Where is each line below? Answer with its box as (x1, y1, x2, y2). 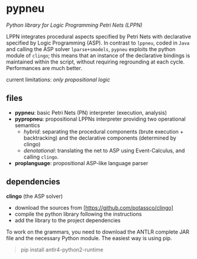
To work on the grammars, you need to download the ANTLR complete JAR (6, 228, 189, 235)
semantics (14, 121, 40, 129)
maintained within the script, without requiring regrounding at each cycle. (6, 58, 185, 65)
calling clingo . (23, 153, 59, 160)
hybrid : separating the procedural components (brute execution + (23, 128, 184, 135)
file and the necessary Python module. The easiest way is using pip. (6, 234, 173, 242)
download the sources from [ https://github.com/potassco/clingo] (14, 204, 173, 211)
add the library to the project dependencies (14, 216, 121, 224)
